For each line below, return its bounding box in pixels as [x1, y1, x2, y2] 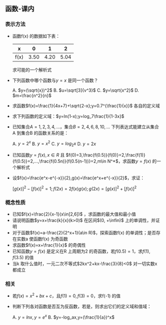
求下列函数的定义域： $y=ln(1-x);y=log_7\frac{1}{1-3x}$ [12, 113, 125, 119]
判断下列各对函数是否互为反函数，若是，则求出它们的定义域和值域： [12, 304, 152, 310]
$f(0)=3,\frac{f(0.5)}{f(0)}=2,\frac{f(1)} [65, 152, 146, 158]
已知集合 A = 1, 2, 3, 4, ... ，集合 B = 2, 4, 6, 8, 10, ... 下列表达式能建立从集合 [12, 123, 160, 130]
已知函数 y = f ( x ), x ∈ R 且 [12, 152, 65, 158]
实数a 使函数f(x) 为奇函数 [16, 236, 68, 242]
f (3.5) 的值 [12, 255, 34, 261]
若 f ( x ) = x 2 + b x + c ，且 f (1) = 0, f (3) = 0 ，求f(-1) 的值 [12, 292, 121, 299]
